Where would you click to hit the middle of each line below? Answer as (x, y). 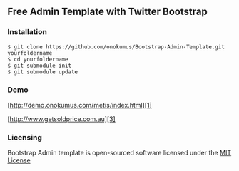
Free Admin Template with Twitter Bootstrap (108, 12)
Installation (27, 32)
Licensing (25, 137)
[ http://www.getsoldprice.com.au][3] (61, 119)
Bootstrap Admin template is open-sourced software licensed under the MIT (119, 153)
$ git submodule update (43, 72)
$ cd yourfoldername (38, 59)
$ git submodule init (40, 66)
